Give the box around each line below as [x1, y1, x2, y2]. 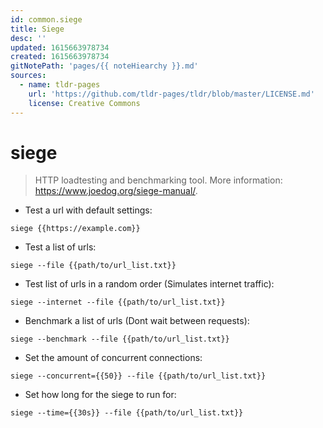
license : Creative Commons [28, 98, 141, 108]
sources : [10, 71, 47, 81]
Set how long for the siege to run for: [24, 389, 177, 401]
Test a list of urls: [24, 241, 97, 253]
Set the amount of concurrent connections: [24, 352, 203, 364]
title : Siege [10, 24, 65, 34]
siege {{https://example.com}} [10, 224, 141, 234]
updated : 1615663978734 [10, 42, 110, 53]
